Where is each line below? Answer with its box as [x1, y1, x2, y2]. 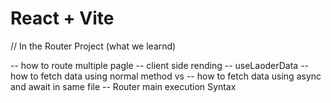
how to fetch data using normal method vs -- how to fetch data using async [10, 70, 322, 82]
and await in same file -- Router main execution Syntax [10, 80, 237, 92]
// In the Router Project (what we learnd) [10, 40, 177, 52]
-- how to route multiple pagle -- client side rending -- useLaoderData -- [10, 59, 310, 71]
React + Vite [10, 7, 115, 30]
